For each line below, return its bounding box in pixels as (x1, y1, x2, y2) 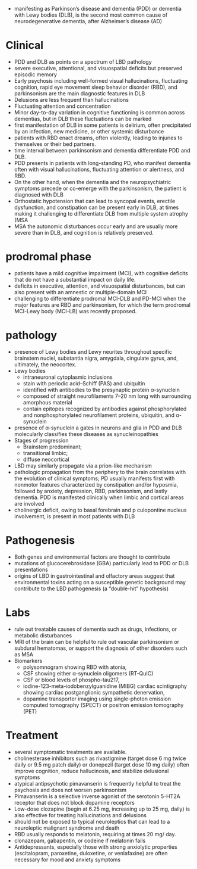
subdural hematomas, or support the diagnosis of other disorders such (14, 644, 188, 652)
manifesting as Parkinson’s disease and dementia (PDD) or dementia (14, 5, 182, 12)
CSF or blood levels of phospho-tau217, (23, 676, 120, 683)
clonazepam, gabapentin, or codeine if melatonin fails (14, 837, 146, 844)
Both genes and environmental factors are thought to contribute (14, 553, 170, 560)
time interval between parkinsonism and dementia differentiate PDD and (14, 147, 190, 154)
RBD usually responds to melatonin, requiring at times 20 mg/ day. (14, 830, 176, 837)
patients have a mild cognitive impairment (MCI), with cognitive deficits (14, 269, 188, 276)
